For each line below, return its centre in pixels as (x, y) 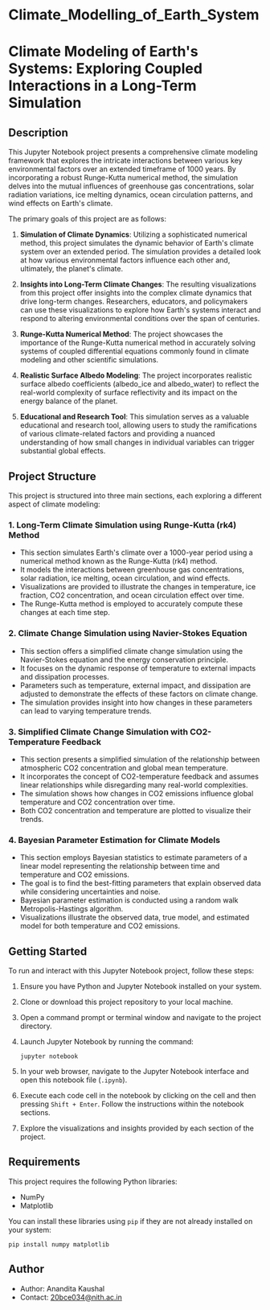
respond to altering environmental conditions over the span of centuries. (140, 319)
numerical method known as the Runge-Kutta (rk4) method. (119, 561)
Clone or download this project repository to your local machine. (126, 1002)
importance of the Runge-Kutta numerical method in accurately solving (137, 343)
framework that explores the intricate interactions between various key (125, 161)
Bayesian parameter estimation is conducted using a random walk (129, 900)
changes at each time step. (65, 613)
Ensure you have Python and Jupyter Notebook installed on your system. (141, 986)
